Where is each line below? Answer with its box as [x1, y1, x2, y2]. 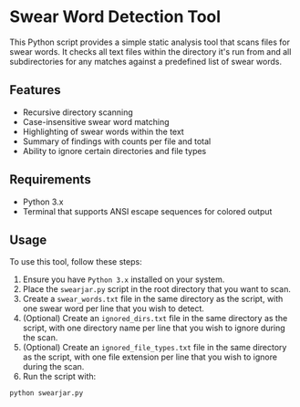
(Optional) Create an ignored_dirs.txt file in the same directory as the [22, 313, 288, 324]
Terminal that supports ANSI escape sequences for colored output [22, 205, 273, 216]
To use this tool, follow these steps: [9, 256, 143, 267]
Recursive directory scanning [22, 107, 134, 118]
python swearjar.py [9, 389, 84, 398]
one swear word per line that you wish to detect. [22, 303, 205, 314]
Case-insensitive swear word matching [22, 116, 171, 127]
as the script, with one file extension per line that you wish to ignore [22, 351, 278, 362]
